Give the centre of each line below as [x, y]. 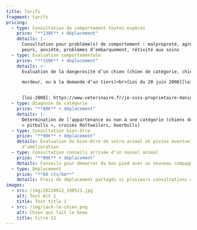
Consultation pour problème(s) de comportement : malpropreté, [101, 45]
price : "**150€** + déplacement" [57, 60]
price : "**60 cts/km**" [46, 174]
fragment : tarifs [27, 17]
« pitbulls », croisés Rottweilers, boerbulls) [81, 125]
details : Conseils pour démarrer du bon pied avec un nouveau [94, 163]
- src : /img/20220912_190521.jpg [52, 191]
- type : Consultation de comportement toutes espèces [78, 28]
